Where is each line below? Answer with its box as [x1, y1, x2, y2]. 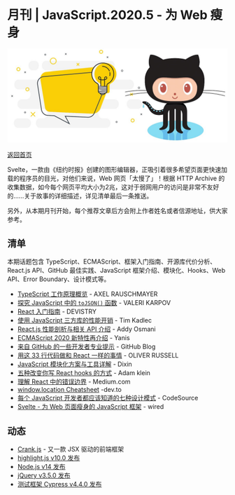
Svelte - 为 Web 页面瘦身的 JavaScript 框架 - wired [17, 402, 164, 411]
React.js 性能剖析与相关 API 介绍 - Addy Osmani [17, 325, 156, 334]
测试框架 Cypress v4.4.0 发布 [17, 480, 102, 489]
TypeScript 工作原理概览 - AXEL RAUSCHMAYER [17, 290, 158, 299]
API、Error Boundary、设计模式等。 [7, 275, 111, 283]
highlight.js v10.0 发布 [17, 454, 80, 462]
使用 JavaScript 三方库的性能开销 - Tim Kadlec [17, 316, 152, 325]
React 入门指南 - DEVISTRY [17, 307, 97, 316]
